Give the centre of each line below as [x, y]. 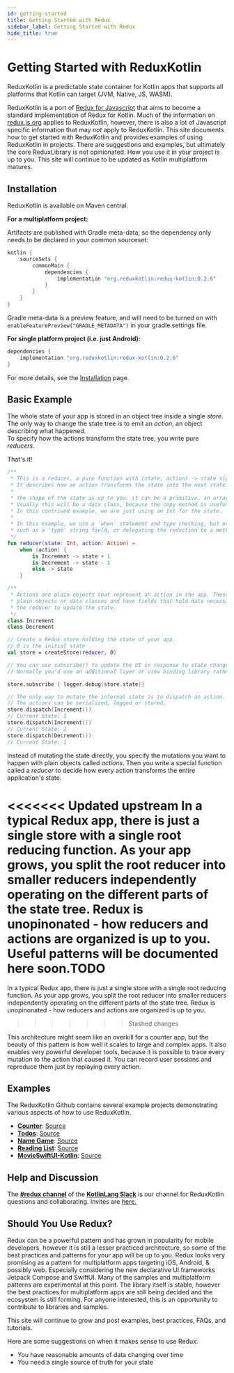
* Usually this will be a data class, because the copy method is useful [119, 504]
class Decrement [31, 627]
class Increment [31, 620]
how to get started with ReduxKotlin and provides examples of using [105, 137]
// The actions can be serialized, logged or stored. [87, 703]
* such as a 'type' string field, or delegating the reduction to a [112, 531]
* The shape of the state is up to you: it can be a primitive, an [110, 498]
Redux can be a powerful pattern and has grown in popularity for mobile [111, 1240]
